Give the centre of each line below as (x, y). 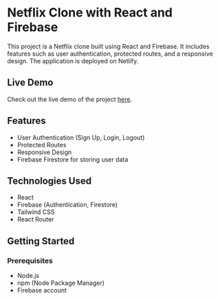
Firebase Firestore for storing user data (73, 159)
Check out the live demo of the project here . (70, 99)
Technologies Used (49, 181)
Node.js (28, 276)
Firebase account (42, 290)
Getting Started (41, 241)
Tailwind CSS (36, 212)
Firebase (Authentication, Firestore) (67, 205)
